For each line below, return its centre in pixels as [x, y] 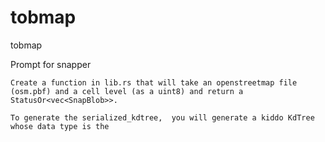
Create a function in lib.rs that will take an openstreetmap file [154, 82]
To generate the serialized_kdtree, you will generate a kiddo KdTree [162, 117]
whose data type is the [60, 126]
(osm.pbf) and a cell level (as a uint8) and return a [127, 91]
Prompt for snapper [51, 64]
